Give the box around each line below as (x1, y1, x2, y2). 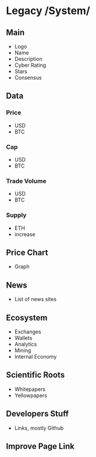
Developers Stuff (6, 409, 69, 419)
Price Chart (6, 247, 48, 257)
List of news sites (14, 296, 57, 303)
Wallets (14, 335, 33, 342)
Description (14, 56, 42, 62)
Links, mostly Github (14, 424, 64, 431)
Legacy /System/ (6, 4, 90, 18)
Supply (6, 211, 27, 219)
